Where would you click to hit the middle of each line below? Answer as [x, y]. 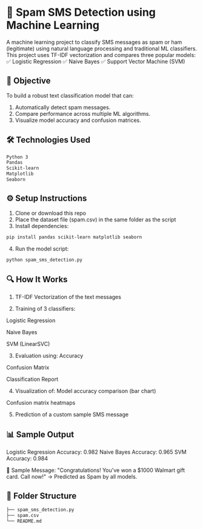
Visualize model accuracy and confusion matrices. [78, 120]
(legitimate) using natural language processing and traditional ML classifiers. [102, 49]
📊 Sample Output [40, 434]
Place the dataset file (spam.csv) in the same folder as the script [95, 219]
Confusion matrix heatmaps [41, 403]
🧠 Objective [28, 81]
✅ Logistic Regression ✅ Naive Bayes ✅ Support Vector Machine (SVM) [96, 61]
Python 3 [17, 157]
